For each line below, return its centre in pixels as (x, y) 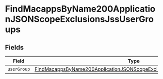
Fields (15, 47)
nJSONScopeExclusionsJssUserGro (79, 19)
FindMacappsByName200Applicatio (80, 9)
